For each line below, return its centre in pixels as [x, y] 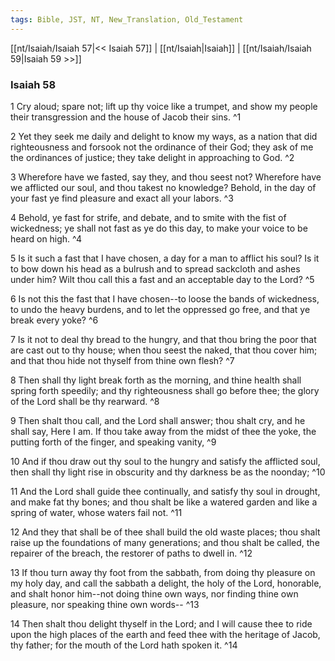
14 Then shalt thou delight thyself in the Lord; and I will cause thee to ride [161, 623]
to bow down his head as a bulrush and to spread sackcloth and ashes [155, 268]
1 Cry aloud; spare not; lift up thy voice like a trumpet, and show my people [164, 106]
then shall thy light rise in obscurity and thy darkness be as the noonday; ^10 [168, 472]
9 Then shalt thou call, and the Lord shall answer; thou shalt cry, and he [158, 420]
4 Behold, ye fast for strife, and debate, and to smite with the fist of [148, 217]
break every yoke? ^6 [54, 320]
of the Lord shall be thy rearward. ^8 [85, 401]
